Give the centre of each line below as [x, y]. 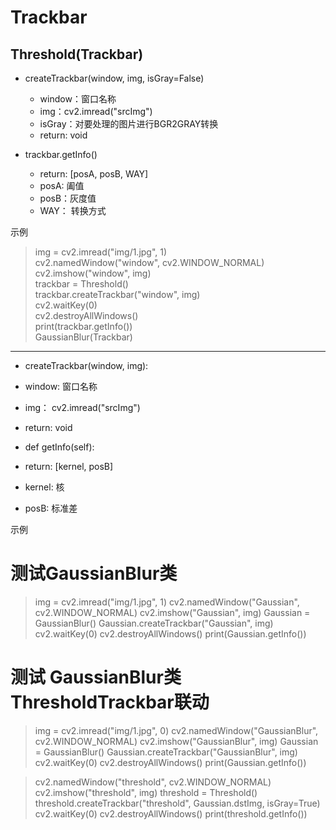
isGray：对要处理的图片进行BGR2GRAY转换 [129, 124]
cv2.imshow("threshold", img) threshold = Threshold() [146, 792]
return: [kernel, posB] [69, 466]
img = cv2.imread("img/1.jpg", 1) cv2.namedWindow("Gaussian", [167, 602]
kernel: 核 [44, 487]
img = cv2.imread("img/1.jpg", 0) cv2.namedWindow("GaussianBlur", [176, 730]
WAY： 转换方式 [73, 210]
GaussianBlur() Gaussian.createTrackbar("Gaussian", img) [154, 623]
